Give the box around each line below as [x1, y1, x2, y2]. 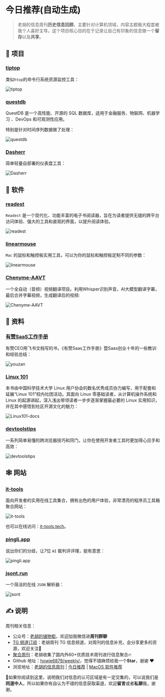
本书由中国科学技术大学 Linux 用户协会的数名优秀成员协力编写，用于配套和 [5, 385, 156, 391]
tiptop [5, 65, 20, 72]
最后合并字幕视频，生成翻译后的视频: [5, 292, 80, 298]
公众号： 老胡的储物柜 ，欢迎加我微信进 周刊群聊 [12, 633, 107, 639]
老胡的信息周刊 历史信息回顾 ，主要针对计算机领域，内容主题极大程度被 [17, 22, 160, 27]
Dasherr [5, 148, 25, 155]
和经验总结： [5, 351, 31, 358]
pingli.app [5, 536, 30, 543]
